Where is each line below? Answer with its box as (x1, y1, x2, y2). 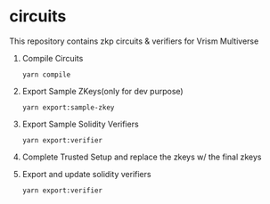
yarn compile (21, 69, 71, 79)
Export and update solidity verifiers (21, 168, 151, 179)
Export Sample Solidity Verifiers (21, 118, 140, 129)
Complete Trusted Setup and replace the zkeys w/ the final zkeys (21, 151, 262, 162)
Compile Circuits (21, 53, 84, 63)
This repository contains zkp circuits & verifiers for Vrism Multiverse (9, 36, 259, 46)
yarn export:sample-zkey (21, 102, 115, 112)
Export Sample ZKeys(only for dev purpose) (21, 86, 184, 96)
